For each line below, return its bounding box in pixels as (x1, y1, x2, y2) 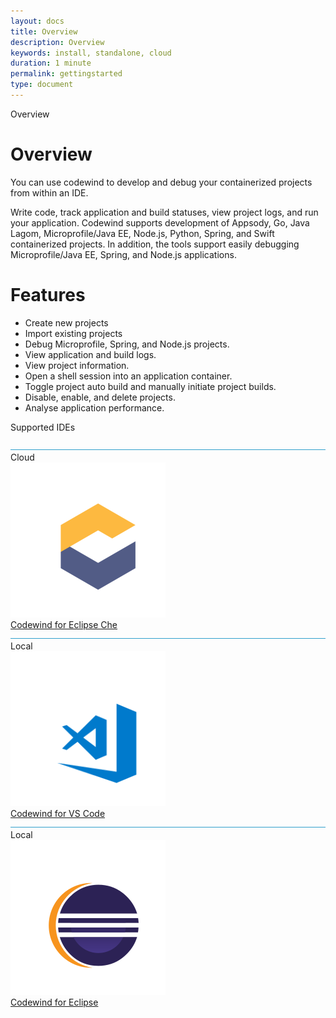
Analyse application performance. (24, 401, 165, 414)
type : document (10, 80, 74, 90)
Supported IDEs (10, 421, 76, 433)
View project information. (24, 359, 130, 371)
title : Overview (10, 26, 78, 37)
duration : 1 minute (10, 58, 92, 69)
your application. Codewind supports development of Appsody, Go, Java (10, 216, 310, 229)
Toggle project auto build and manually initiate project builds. (24, 380, 277, 392)
